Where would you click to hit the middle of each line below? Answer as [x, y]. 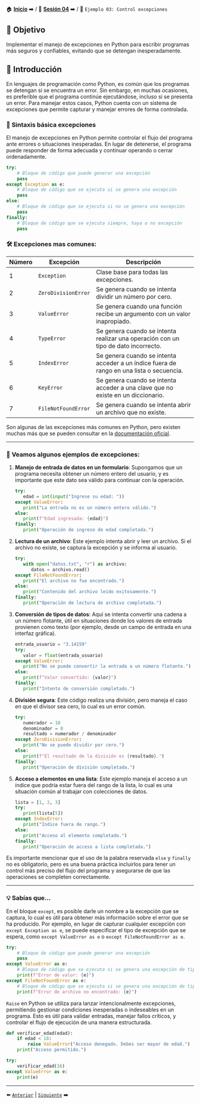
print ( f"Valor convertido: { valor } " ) [70, 678]
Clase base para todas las [132, 272]
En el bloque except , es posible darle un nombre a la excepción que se [93, 911]
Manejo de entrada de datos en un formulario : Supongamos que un [99, 467]
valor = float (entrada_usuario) [63, 655]
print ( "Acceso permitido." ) [51, 1050]
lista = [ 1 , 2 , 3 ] [37, 802]
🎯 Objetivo [26, 30]
